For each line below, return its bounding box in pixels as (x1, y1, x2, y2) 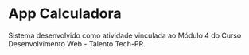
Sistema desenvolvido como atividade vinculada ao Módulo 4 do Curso (8, 31, 242, 40)
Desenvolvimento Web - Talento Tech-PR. (8, 38, 146, 48)
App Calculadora (8, 5, 122, 23)
